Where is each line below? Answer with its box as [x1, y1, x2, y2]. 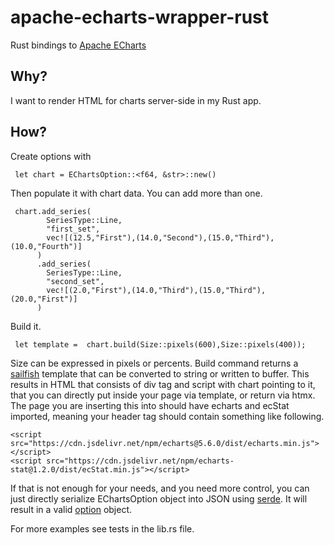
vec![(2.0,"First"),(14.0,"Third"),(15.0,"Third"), [46, 285, 267, 295]
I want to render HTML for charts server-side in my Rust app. [10, 94, 262, 106]
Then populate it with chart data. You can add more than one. [10, 187, 263, 199]
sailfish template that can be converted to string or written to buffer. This [10, 367, 310, 380]
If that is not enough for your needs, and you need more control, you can [10, 482, 310, 494]
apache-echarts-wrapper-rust [10, 6, 270, 29]
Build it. [10, 320, 42, 332]
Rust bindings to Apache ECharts [10, 39, 147, 51]
